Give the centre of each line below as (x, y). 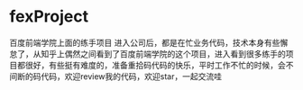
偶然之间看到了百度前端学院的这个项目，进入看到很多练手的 (175, 54)
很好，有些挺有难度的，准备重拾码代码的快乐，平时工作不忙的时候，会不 (159, 65)
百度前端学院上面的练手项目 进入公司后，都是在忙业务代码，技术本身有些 (145, 42)
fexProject (49, 17)
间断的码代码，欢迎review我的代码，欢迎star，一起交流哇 (116, 76)
